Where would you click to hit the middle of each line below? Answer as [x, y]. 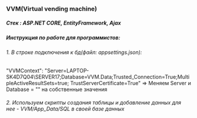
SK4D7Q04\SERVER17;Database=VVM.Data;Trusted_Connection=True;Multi [98, 77]
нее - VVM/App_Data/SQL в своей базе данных [65, 109]
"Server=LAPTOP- [67, 70]
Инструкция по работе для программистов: [63, 38]
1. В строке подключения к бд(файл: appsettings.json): [74, 52]
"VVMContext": [25, 70]
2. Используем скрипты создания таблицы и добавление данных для [94, 103]
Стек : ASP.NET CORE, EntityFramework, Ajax [64, 23]
